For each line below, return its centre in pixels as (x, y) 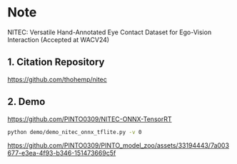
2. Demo (26, 102)
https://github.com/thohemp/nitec (57, 79)
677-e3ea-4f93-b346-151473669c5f (62, 153)
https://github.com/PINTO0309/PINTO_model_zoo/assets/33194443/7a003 (118, 145)
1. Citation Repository (56, 62)
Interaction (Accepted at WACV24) (58, 39)
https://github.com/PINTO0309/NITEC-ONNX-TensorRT (90, 119)
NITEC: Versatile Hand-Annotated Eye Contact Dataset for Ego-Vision (110, 32)
